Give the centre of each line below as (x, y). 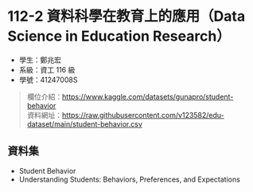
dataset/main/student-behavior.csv (84, 123)
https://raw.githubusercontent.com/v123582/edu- (143, 115)
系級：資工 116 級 (47, 69)
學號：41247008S (48, 80)
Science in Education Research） (119, 36)
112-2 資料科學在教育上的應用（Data (127, 16)
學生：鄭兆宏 (40, 60)
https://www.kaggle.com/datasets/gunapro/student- (148, 96)
